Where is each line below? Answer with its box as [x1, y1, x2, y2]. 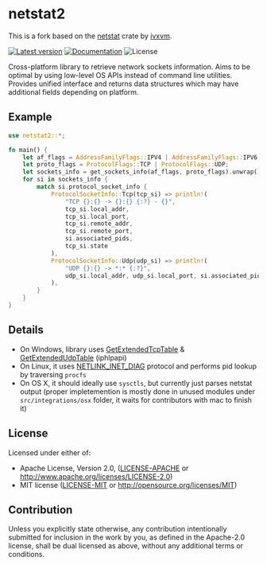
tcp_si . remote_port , [64, 228, 133, 236]
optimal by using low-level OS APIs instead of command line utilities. [8, 70, 233, 80]
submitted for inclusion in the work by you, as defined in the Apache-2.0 [8, 532, 245, 542]
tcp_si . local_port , [64, 212, 130, 220]
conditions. [8, 550, 45, 559]
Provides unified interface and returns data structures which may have [8, 79, 239, 88]
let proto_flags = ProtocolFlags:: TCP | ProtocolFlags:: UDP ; [22, 161, 229, 169]
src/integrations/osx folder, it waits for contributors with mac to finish [19, 395, 253, 404]
